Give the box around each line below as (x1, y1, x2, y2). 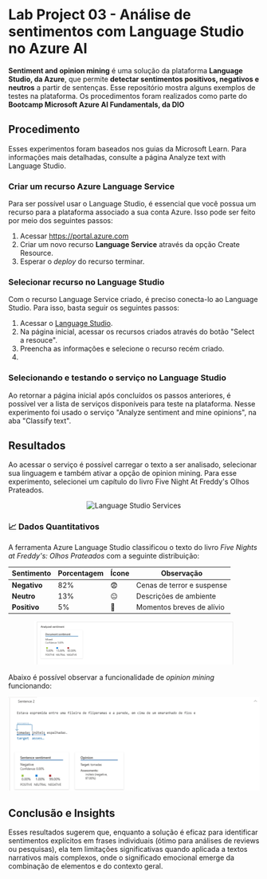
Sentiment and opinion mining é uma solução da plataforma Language (8, 65, 243, 75)
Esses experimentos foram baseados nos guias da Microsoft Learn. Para (8, 143, 247, 153)
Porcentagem (57, 568, 104, 579)
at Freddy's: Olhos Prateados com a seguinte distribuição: (8, 551, 200, 560)
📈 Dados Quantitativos (8, 521, 100, 532)
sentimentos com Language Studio (8, 22, 245, 41)
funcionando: (8, 681, 52, 691)
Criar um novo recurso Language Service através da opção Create (19, 240, 241, 249)
